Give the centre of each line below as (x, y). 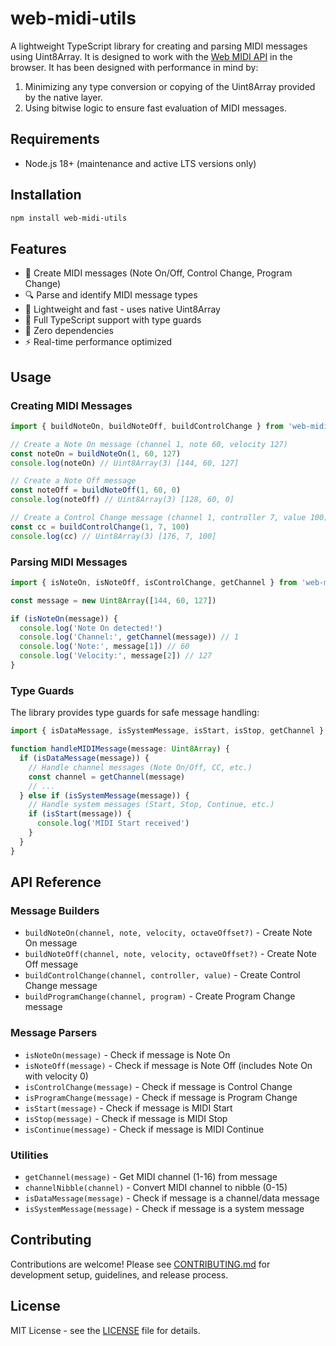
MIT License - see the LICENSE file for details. (105, 1330)
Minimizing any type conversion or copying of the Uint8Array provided (170, 86)
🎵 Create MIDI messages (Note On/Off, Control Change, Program (158, 273)
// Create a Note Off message (73, 481)
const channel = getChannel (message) (107, 777)
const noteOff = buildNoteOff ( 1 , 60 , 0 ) (96, 490)
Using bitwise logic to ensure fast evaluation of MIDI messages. (155, 108)
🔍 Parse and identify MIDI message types (111, 295)
